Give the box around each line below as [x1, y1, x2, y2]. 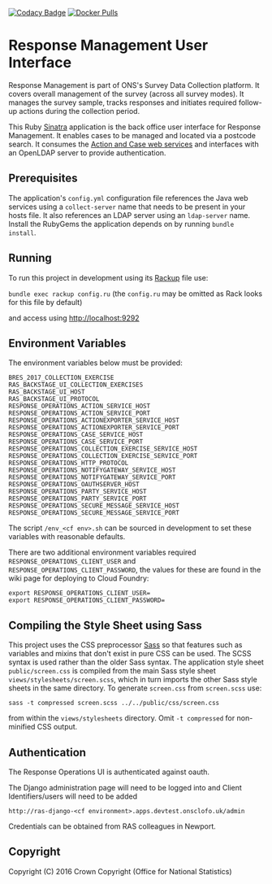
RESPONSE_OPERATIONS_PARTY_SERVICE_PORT [8, 494, 148, 503]
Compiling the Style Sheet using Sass [8, 618, 203, 632]
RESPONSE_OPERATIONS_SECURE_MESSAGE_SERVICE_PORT [8, 509, 180, 517]
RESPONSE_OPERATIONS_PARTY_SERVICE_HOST [8, 488, 148, 496]
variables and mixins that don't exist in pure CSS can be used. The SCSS [8, 649, 252, 659]
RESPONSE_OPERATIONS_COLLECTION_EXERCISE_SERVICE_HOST [8, 445, 198, 453]
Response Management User [8, 37, 209, 54]
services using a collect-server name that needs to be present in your [8, 202, 246, 211]
